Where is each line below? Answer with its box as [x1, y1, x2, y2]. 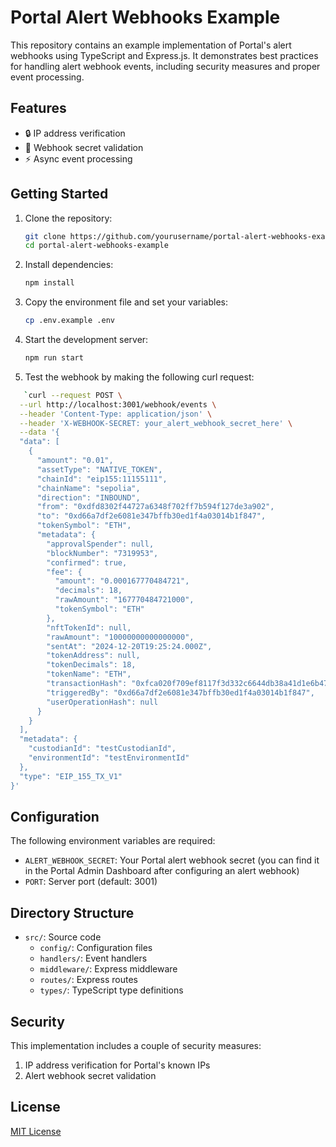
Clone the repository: [24, 212, 113, 224]
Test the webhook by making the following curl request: [24, 371, 255, 383]
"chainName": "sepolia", [36, 483, 141, 493]
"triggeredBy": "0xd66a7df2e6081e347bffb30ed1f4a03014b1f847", [46, 687, 315, 698]
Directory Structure [10, 904, 135, 921]
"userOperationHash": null [46, 697, 159, 707]
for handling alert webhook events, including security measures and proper [10, 60, 321, 72]
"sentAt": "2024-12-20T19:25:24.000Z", [46, 641, 213, 651]
